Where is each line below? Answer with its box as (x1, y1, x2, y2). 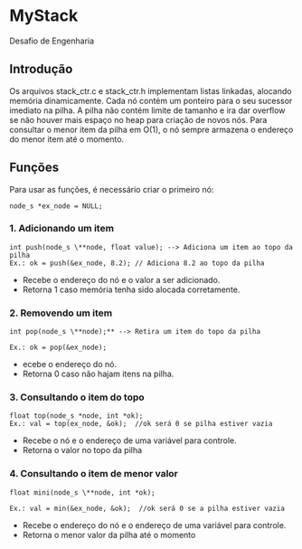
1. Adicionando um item (9, 222, 115, 235)
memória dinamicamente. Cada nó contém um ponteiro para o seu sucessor (9, 95, 293, 106)
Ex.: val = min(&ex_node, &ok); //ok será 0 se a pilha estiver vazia (9, 504, 285, 513)
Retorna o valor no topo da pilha (22, 445, 143, 456)
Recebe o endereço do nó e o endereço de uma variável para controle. (22, 519, 287, 530)
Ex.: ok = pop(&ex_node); (9, 343, 107, 353)
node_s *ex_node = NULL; (9, 201, 103, 211)
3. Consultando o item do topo (9, 391, 145, 403)
